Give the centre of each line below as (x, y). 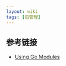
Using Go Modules (37, 57)
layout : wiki (22, 11)
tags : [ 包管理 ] (24, 17)
